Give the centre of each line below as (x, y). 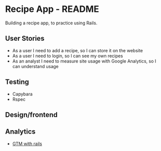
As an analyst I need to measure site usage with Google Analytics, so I (84, 61)
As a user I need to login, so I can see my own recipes (68, 56)
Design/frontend (32, 114)
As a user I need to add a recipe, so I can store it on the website (78, 50)
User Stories (25, 38)
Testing (17, 82)
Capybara (22, 94)
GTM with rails (27, 144)
